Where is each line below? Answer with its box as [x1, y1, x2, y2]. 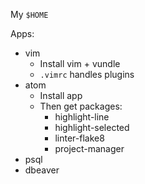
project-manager [54, 143, 125, 154]
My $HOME [10, 9, 49, 20]
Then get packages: [39, 100, 123, 112]
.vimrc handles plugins [39, 69, 135, 80]
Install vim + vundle [39, 58, 121, 69]
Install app [39, 90, 83, 101]
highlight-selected [54, 122, 130, 133]
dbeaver [24, 164, 60, 176]
